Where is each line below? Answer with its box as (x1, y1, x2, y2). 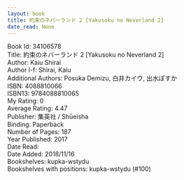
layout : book (7, 10, 45, 17)
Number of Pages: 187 (7, 128, 71, 136)
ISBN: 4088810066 (7, 82, 63, 91)
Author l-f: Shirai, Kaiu (7, 66, 71, 74)
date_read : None (7, 23, 55, 30)
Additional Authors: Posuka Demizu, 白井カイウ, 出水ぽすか (7, 74, 178, 82)
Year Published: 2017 (7, 135, 68, 144)
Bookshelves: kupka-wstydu (7, 158, 90, 166)
